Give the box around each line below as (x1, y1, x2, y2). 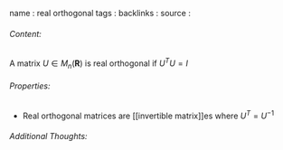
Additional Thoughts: (9, 131, 88, 142)
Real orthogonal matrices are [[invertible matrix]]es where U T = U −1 (22, 108, 274, 121)
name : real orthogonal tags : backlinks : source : (9, 8, 192, 18)
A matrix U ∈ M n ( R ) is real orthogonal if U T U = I (9, 56, 188, 70)
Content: (9, 28, 42, 39)
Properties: (9, 80, 51, 91)
